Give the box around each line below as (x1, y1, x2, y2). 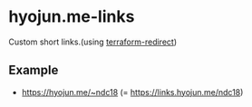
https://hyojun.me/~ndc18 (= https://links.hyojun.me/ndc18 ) (21, 86, 244, 97)
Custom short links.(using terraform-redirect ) (8, 36, 178, 47)
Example (8, 63, 59, 78)
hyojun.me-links (8, 6, 135, 27)
